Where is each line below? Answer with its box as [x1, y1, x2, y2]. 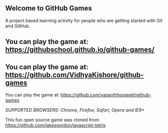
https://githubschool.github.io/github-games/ [5, 46, 155, 54]
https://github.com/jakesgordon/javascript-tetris [5, 122, 106, 128]
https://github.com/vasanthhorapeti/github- [60, 92, 152, 98]
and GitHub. [5, 23, 30, 29]
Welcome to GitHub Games [5, 4, 92, 13]
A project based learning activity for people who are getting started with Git [5, 17, 163, 23]
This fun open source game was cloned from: [5, 117, 100, 123]
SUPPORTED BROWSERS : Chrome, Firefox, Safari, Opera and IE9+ [5, 107, 145, 113]
